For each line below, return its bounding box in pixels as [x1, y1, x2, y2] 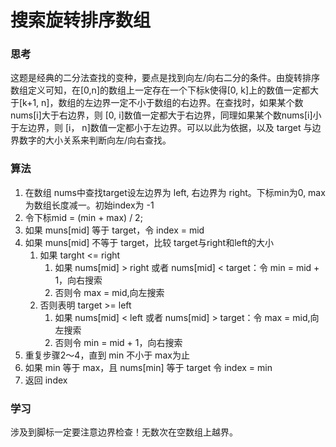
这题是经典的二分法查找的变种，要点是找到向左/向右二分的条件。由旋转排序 [10, 72, 321, 84]
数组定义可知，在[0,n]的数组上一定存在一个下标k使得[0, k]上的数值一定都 [10, 84, 311, 96]
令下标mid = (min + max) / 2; [24, 211, 143, 223]
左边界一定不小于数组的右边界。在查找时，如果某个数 [84, 97, 304, 109]
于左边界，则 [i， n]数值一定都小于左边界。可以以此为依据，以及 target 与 [10, 122, 313, 134]
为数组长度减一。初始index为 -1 [24, 199, 155, 211]
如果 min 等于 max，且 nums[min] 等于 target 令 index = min [24, 361, 273, 373]
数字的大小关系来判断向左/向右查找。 [18, 134, 172, 146]
